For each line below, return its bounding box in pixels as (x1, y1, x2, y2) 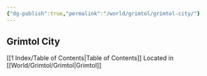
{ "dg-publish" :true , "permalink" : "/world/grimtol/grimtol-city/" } (6, 10, 200, 17)
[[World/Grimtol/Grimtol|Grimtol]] (6, 61, 102, 70)
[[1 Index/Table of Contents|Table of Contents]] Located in (6, 54, 174, 62)
